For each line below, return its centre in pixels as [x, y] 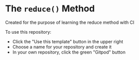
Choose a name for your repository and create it [62, 47]
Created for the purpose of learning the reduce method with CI [70, 22]
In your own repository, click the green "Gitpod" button [69, 52]
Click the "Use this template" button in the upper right [68, 41]
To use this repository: [28, 32]
